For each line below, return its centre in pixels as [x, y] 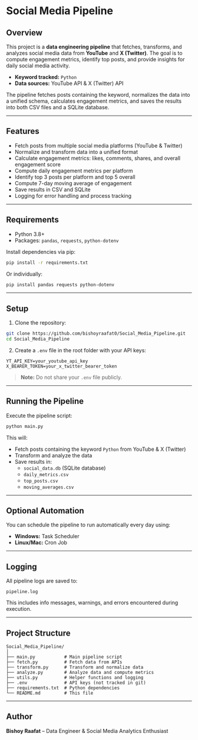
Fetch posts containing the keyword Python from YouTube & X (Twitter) [100, 449]
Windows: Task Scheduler [47, 536]
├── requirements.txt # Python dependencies [63, 688]
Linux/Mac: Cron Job [41, 543]
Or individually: [24, 274]
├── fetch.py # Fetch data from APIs [64, 662]
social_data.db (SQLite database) [65, 468]
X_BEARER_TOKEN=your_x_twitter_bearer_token [62, 366]
